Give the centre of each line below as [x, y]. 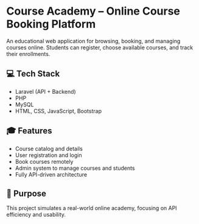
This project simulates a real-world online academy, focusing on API [92, 208]
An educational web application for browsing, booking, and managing [93, 41]
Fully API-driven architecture [51, 174]
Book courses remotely [44, 161]
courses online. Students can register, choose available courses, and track [100, 47]
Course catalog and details [49, 149]
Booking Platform [51, 24]
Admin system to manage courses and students [75, 168]
